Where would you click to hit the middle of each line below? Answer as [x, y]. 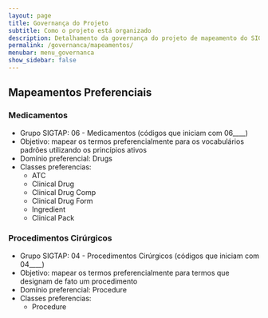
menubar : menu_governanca [51, 53]
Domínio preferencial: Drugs [66, 158]
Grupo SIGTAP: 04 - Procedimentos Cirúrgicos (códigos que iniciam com [140, 256]
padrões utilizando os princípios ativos [83, 149]
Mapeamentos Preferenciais [80, 93]
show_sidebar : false [43, 61]
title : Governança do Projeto [59, 23]
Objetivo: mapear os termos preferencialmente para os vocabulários [132, 141]
